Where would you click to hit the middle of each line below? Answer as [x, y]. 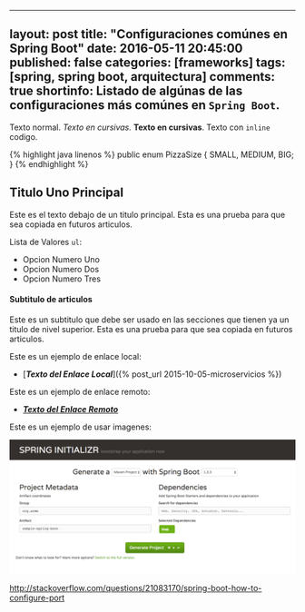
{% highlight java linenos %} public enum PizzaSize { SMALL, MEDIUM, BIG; [152, 154]
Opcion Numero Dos [61, 269]
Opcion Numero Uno [61, 259]
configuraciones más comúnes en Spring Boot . [145, 105]
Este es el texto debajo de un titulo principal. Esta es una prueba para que [148, 214]
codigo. [24, 136]
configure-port [37, 598]
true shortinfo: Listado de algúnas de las [126, 91]
